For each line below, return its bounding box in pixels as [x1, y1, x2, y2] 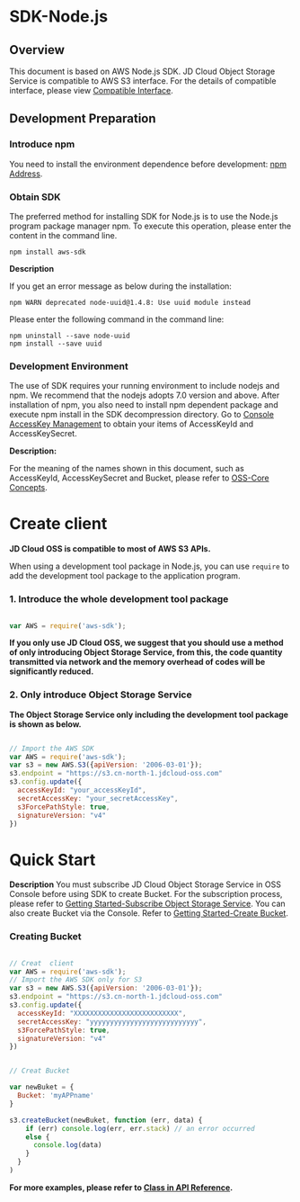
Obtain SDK [9, 191, 61, 203]
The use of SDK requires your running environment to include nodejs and [9, 381, 280, 391]
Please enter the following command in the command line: [9, 313, 225, 325]
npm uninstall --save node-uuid [9, 331, 130, 340]
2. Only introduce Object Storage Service [9, 688, 192, 701]
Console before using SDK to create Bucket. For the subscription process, [9, 889, 283, 900]
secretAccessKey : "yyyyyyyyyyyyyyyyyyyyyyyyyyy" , [17, 1017, 207, 1027]
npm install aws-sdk [9, 247, 87, 256]
